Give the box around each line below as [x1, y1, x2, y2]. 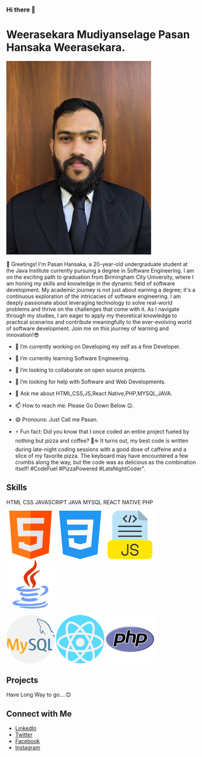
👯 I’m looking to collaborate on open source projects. [14, 366, 147, 374]
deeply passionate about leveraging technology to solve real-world [6, 299, 173, 306]
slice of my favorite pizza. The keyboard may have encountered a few [14, 452, 189, 459]
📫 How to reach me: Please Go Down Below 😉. [14, 401, 134, 409]
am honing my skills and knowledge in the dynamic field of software [6, 279, 175, 287]
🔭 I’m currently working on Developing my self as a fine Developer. [14, 343, 181, 350]
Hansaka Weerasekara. [6, 41, 125, 54]
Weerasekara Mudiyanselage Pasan [6, 28, 190, 42]
